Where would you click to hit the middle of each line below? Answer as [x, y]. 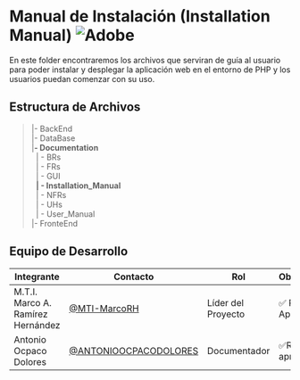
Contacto [133, 277]
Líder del [225, 302]
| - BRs [48, 157]
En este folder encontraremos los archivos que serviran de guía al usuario [145, 60]
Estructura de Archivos [75, 107]
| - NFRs [51, 194]
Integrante [37, 277]
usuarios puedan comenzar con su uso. [82, 78]
